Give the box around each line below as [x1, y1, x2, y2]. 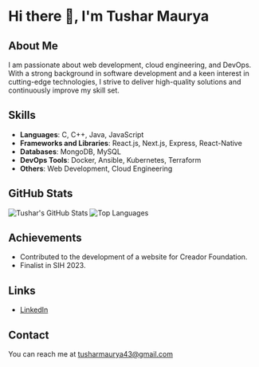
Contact [8, 328, 49, 341]
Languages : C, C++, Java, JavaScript [19, 129, 144, 139]
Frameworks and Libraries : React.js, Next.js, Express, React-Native [19, 138, 243, 148]
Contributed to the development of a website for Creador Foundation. [19, 252, 248, 262]
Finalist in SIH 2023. [19, 261, 86, 270]
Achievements [8, 231, 82, 245]
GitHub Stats [8, 187, 73, 200]
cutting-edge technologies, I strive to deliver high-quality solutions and [8, 77, 241, 86]
